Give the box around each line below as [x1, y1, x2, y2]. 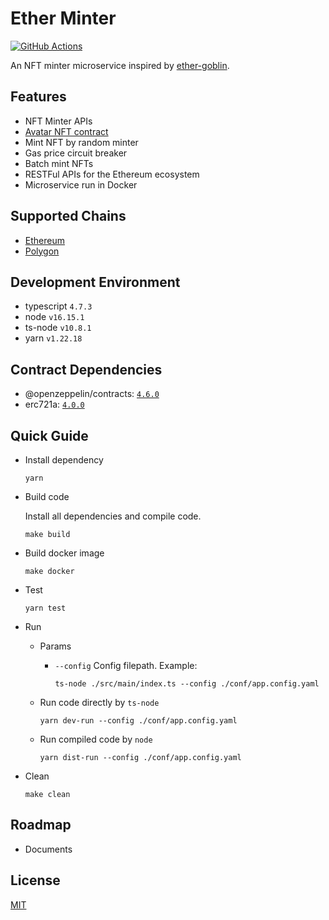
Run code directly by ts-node [39, 697, 160, 708]
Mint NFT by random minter [24, 136, 139, 148]
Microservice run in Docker [24, 178, 138, 191]
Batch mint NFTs [24, 157, 94, 169]
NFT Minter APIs [24, 115, 93, 127]
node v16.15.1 [24, 311, 85, 323]
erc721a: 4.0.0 [24, 398, 85, 411]
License [10, 872, 61, 889]
